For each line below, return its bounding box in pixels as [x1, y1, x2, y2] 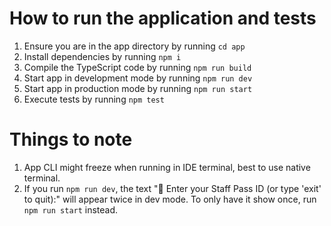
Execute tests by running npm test [23, 93, 165, 105]
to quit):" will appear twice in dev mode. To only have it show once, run [23, 193, 317, 205]
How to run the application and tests [9, 7, 317, 30]
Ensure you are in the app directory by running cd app [23, 40, 246, 52]
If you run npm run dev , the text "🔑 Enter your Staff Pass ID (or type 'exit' [23, 182, 322, 194]
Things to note [9, 128, 133, 151]
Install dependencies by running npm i [23, 50, 182, 62]
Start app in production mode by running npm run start [23, 82, 253, 94]
